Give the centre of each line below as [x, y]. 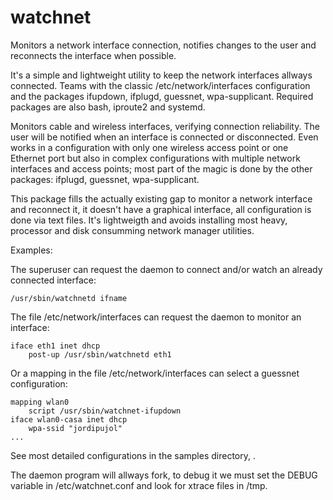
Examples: [31, 250]
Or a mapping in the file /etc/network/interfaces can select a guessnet [155, 373]
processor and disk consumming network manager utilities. [132, 230]
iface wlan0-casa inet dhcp [69, 419]
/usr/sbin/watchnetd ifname [69, 298]
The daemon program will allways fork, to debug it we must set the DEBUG [164, 475]
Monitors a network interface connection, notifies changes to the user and [163, 45]
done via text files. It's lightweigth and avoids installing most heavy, [149, 220]
